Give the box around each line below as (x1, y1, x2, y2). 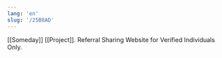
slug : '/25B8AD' (7, 17, 54, 23)
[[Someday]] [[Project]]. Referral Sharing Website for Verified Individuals (7, 35, 216, 43)
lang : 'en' (7, 10, 39, 17)
